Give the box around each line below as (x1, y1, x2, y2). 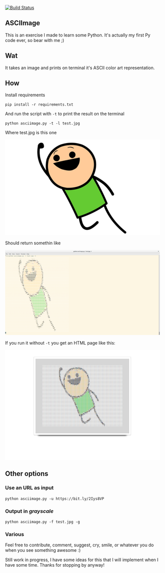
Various (5, 531, 25, 537)
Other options (5, 469, 49, 478)
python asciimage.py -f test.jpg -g (5, 519, 80, 524)
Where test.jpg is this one (5, 130, 57, 136)
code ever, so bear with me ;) (5, 37, 65, 43)
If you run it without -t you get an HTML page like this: (5, 340, 115, 345)
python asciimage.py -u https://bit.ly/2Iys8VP (5, 496, 105, 501)
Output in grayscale (5, 507, 54, 514)
